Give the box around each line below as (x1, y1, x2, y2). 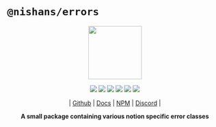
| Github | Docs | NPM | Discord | (68, 98, 161, 107)
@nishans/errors (7, 5, 99, 18)
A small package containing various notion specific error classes (21, 112, 209, 120)
